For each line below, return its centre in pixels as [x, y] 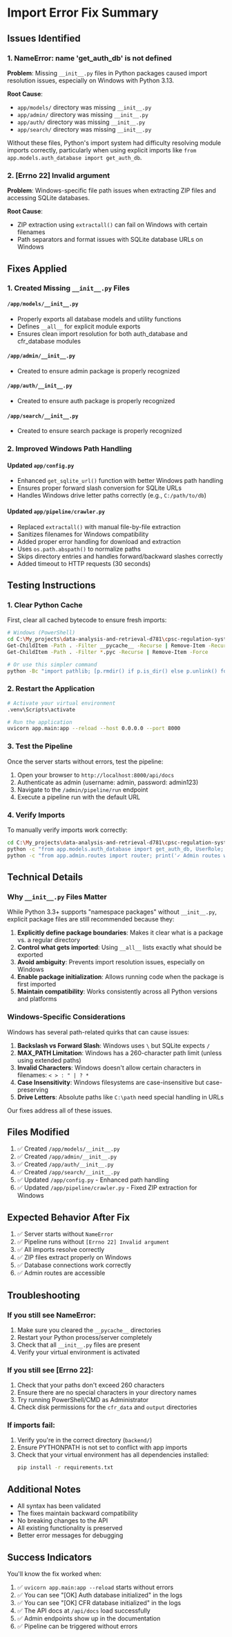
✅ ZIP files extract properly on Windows [74, 1257]
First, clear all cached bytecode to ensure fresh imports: [87, 620]
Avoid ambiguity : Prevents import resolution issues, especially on [111, 962]
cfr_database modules [49, 341]
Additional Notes [44, 1489]
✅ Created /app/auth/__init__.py [65, 1165]
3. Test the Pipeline [40, 746]
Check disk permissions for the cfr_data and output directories [107, 1407]
